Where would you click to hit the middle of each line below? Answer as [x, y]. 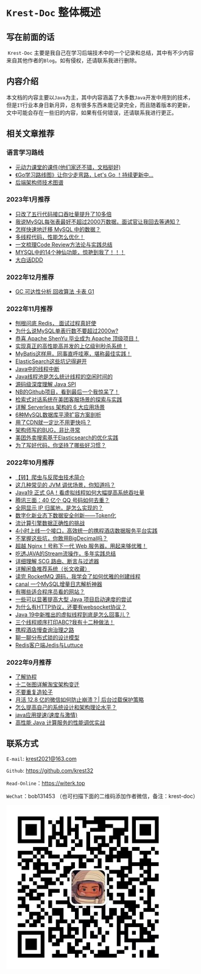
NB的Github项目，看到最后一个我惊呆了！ [67, 392]
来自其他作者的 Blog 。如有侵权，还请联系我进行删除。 [73, 60]
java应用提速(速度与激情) [46, 715]
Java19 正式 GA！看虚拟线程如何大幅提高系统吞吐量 [80, 492]
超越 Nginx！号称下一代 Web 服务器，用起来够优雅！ [81, 546]
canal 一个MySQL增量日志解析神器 [58, 584]
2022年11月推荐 [30, 309]
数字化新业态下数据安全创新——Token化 [65, 515]
